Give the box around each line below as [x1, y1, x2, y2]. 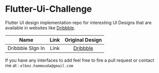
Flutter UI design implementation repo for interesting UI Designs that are [5, 20, 152, 25]
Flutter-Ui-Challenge [5, 3, 92, 15]
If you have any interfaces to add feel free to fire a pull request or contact [5, 57, 155, 63]
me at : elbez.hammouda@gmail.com [5, 62, 74, 68]
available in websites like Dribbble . [5, 24, 76, 30]
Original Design [65, 36, 102, 43]
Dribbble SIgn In [7, 45, 45, 51]
